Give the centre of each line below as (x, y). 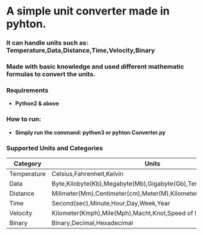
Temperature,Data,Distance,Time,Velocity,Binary (81, 51)
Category (27, 163)
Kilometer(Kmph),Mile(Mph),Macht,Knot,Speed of (122, 213)
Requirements (27, 90)
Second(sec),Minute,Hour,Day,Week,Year (111, 203)
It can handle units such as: (47, 43)
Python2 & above (37, 103)
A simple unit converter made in (88, 11)
